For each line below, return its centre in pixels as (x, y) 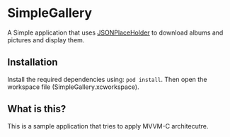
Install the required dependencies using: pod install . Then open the (107, 79)
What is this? (37, 109)
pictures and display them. (46, 40)
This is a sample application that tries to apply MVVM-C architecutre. (108, 126)
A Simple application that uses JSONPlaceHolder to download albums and (115, 32)
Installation (33, 62)
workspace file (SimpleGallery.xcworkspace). (73, 87)
